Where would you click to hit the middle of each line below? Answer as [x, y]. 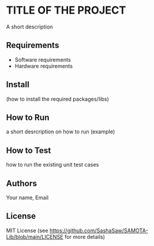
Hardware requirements [44, 66]
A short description [30, 27]
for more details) [85, 237]
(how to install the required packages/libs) [58, 99]
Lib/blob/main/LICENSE [35, 237]
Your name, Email [28, 197]
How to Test [29, 150]
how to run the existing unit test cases [53, 165]
